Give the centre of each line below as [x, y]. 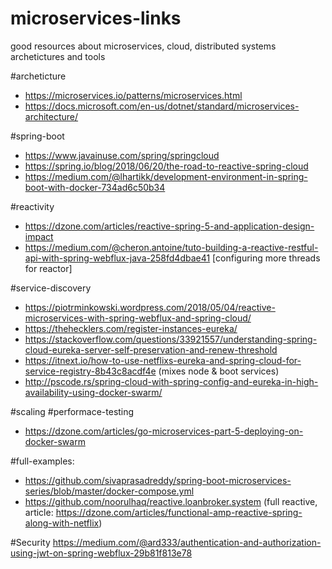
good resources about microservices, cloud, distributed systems [143, 46]
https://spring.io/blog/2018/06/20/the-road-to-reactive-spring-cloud [166, 166]
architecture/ [51, 116]
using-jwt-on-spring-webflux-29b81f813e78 [101, 553]
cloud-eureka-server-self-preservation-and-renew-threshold [151, 349]
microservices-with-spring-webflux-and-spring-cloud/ [138, 318]
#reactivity [32, 206]
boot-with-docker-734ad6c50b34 [95, 187]
